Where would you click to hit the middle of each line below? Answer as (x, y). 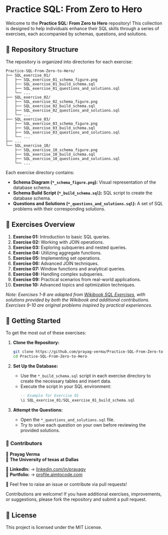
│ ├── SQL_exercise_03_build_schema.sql (50, 128)
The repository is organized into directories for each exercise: (69, 62)
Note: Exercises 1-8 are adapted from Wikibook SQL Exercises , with (75, 294)
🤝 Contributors (24, 443)
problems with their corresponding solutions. (59, 209)
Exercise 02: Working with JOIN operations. (58, 242)
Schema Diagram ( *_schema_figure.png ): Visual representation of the (84, 182)
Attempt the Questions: (38, 410)
